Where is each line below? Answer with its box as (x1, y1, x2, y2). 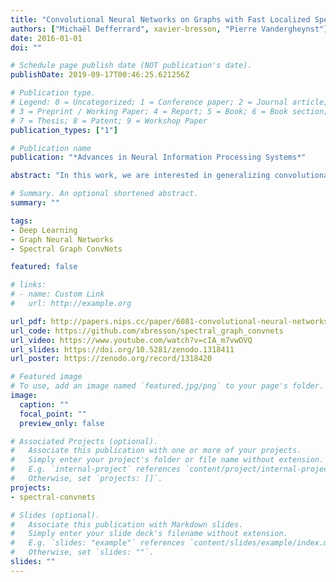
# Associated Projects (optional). (10, 436, 159, 446)
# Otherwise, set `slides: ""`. (10, 547, 155, 558)
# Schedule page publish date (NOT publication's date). (10, 61, 253, 71)
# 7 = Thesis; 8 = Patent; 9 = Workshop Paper (10, 116, 208, 126)
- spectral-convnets (10, 492, 97, 502)
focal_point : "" (19, 409, 87, 419)
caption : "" (19, 399, 70, 410)
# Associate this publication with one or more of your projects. (10, 446, 302, 456)
